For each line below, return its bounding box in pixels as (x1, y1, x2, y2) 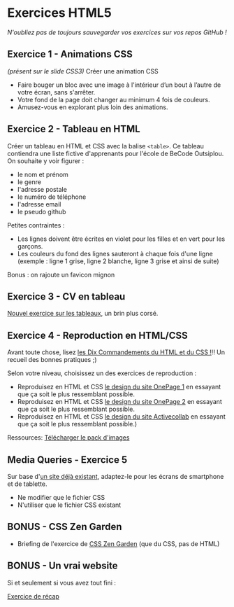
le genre (17, 177, 42, 186)
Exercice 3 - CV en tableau (7, 291, 126, 302)
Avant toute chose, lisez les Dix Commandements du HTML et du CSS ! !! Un (7, 348, 226, 356)
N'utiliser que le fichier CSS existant (17, 501, 122, 509)
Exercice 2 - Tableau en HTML (7, 123, 141, 135)
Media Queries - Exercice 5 (7, 454, 128, 466)
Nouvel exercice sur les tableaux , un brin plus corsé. (7, 309, 159, 318)
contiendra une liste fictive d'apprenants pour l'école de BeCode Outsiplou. (7, 149, 224, 158)
